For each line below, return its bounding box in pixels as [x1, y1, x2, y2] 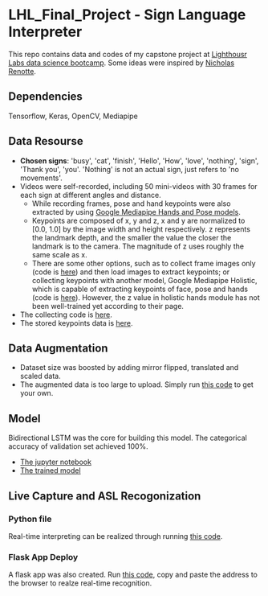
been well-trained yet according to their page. [31, 301, 185, 310]
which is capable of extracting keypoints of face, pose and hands [31, 284, 249, 294]
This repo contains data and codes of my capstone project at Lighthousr [8, 49, 247, 59]
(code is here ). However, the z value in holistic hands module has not [31, 292, 261, 302]
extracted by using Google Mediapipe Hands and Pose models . [31, 207, 241, 216]
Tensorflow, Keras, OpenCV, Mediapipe [8, 111, 138, 121]
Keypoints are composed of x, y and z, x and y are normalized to [31, 216, 246, 225]
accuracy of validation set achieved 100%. [8, 442, 148, 451]
